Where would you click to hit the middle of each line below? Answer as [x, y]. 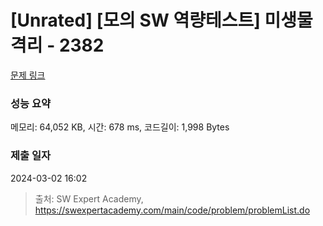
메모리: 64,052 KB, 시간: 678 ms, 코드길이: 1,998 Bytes [120, 127]
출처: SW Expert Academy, [89, 198]
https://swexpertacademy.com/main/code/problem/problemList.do [172, 210]
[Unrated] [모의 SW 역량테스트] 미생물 [161, 20]
